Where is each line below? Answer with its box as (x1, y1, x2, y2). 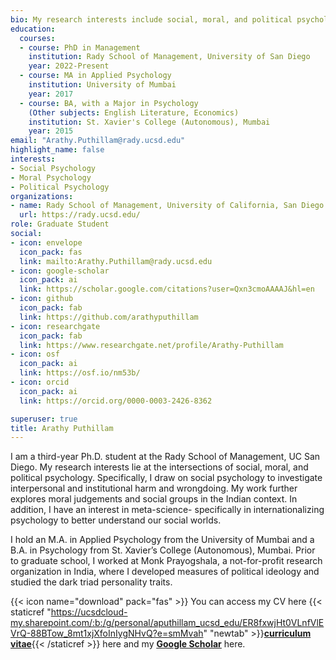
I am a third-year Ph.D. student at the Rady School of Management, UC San (10, 451, 321, 463)
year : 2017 (28, 89, 74, 99)
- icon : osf (10, 349, 60, 360)
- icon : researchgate (10, 321, 101, 331)
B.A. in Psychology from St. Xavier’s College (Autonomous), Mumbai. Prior (10, 544, 316, 556)
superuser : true (10, 414, 78, 424)
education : (10, 24, 56, 34)
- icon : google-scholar (10, 266, 110, 276)
